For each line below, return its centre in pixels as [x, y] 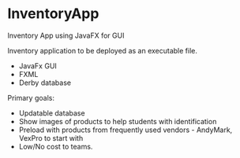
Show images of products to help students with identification [118, 121]
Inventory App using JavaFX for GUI [66, 35]
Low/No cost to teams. [56, 146]
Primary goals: [31, 97]
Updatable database [52, 113]
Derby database [45, 83]
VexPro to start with [51, 138]
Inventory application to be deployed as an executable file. [103, 50]
